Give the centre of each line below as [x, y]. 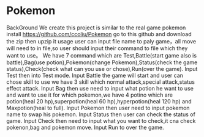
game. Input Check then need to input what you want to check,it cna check [101, 120]
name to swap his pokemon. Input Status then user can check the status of [101, 114]
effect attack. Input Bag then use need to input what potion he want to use [100, 88]
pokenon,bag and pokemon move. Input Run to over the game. [85, 127]
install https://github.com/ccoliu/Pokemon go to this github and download [99, 34]
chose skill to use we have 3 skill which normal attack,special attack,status [100, 82]
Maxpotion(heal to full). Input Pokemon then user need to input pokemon [98, 108]
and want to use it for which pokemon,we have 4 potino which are [90, 95]
